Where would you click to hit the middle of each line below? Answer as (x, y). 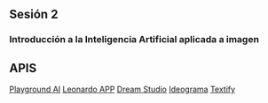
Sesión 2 (34, 15)
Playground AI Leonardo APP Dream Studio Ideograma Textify (122, 89)
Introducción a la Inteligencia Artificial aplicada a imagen (134, 40)
